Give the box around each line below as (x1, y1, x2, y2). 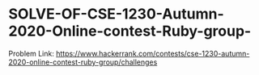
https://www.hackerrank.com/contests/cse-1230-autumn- (55, 48, 250, 58)
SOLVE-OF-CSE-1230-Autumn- (8, 5, 224, 23)
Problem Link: (8, 48, 54, 58)
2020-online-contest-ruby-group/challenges (8, 57, 158, 67)
